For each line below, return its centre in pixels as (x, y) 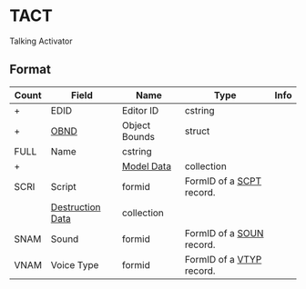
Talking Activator (41, 41)
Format (31, 70)
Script (64, 186)
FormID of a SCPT (223, 181)
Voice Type (75, 264)
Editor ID (140, 110)
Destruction (76, 207)
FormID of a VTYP (223, 259)
